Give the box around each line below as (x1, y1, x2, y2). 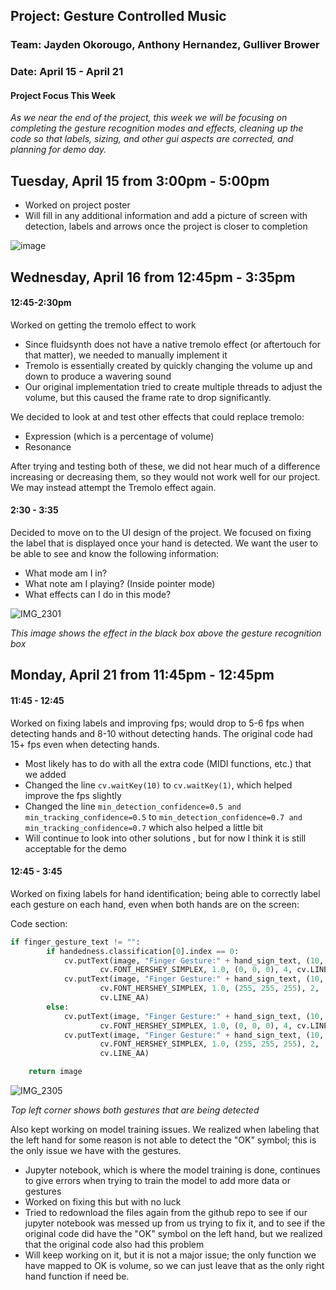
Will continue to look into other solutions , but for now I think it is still (24, 832, 307, 844)
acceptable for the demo (24, 842, 127, 854)
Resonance (24, 440, 72, 453)
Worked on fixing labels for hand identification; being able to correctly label (10, 887, 321, 899)
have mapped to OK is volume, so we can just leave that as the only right (24, 1260, 325, 1272)
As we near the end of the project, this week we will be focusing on (10, 112, 288, 124)
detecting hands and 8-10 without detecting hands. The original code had (10, 727, 313, 739)
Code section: (10, 917, 68, 929)
